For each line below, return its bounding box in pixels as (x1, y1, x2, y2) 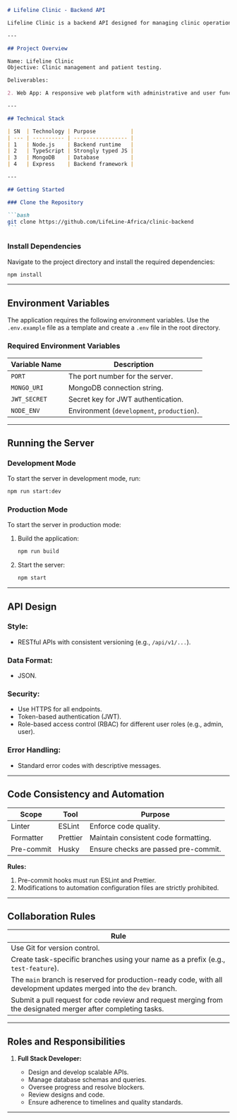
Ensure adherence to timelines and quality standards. (28, 1098, 183, 1107)
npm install (7, 271, 42, 278)
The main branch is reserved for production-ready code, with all (11, 975, 223, 984)
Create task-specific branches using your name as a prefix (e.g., (11, 955, 226, 965)
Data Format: (7, 655, 53, 665)
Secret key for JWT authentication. (68, 394, 184, 404)
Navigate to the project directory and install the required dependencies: (7, 258, 215, 266)
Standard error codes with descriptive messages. (17, 761, 162, 769)
